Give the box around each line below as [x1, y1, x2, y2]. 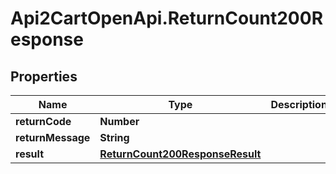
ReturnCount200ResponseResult [99, 147, 262, 161]
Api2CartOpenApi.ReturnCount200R [10, 7, 324, 30]
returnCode [15, 115, 72, 128]
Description [270, 98, 328, 111]
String [99, 131, 130, 144]
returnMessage [15, 131, 91, 144]
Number [99, 115, 140, 128]
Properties [10, 68, 78, 85]
